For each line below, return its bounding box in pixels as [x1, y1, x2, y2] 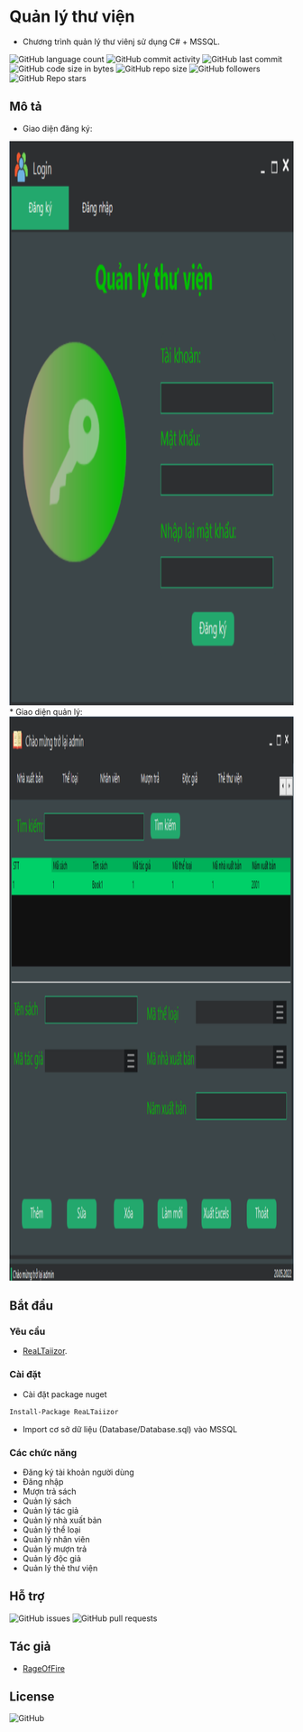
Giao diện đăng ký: [22, 123, 93, 134]
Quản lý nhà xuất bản [22, 1514, 102, 1525]
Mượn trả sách [22, 1486, 77, 1496]
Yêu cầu [9, 1325, 46, 1338]
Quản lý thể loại [22, 1524, 81, 1535]
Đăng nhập [22, 1476, 64, 1487]
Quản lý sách [22, 1496, 72, 1506]
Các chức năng [9, 1446, 78, 1459]
